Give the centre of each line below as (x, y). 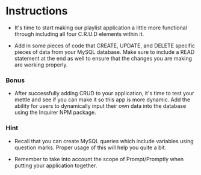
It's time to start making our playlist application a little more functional (101, 28)
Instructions (37, 11)
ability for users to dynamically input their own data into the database (100, 106)
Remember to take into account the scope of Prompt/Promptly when (99, 159)
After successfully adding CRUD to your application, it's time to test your (104, 93)
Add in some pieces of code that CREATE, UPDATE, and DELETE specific (105, 46)
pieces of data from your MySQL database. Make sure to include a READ (104, 52)
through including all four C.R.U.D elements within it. (79, 34)
